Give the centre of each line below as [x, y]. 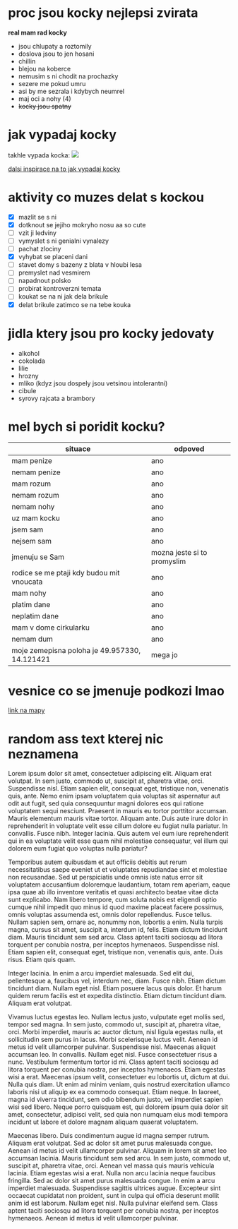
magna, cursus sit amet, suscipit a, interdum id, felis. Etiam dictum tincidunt [118, 930]
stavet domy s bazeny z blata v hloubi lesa [80, 265]
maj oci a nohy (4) [44, 98]
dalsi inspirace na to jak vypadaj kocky [64, 169]
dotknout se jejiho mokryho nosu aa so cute [82, 224]
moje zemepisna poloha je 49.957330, [76, 651]
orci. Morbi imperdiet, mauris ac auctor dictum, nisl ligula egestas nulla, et [115, 1032]
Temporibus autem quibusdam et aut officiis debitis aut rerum [98, 862]
